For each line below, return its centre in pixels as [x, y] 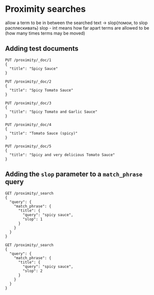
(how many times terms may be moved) [45, 33]
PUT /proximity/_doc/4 [28, 125]
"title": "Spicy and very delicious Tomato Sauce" [62, 155]
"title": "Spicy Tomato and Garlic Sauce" [53, 112]
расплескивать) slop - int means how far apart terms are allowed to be [77, 28]
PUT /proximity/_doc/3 [28, 103]
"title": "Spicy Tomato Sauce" [41, 90]
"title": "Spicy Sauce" [34, 68]
